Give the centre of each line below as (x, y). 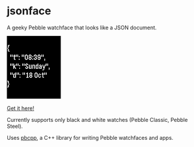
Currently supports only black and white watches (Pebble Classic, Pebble (97, 120)
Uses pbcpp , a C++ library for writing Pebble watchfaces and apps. (90, 137)
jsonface (29, 11)
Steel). (15, 126)
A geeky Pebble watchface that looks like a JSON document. (82, 27)
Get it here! (21, 108)
